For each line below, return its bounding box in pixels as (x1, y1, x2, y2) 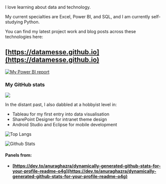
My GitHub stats (5, 81, 45, 88)
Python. (24, 19, 40, 25)
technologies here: (5, 34, 43, 39)
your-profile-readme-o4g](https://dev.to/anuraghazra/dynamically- (12, 168, 157, 174)
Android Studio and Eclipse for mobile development (12, 122, 118, 128)
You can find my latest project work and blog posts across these (5, 29, 136, 34)
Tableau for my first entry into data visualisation (12, 111, 110, 117)
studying (5, 19, 23, 25)
